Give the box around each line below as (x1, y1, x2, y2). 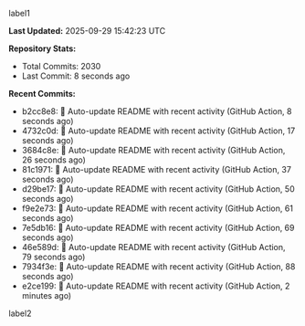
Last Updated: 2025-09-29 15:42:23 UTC (8, 26, 166, 36)
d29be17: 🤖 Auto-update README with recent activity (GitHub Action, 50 (21, 184, 295, 195)
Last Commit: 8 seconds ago (21, 70, 131, 81)
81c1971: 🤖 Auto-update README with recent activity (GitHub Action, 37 (21, 164, 291, 174)
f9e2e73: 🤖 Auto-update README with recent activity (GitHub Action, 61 (21, 203, 294, 214)
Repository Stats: (8, 43, 77, 54)
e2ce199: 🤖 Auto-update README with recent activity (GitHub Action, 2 (21, 280, 290, 291)
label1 (8, 8, 31, 18)
